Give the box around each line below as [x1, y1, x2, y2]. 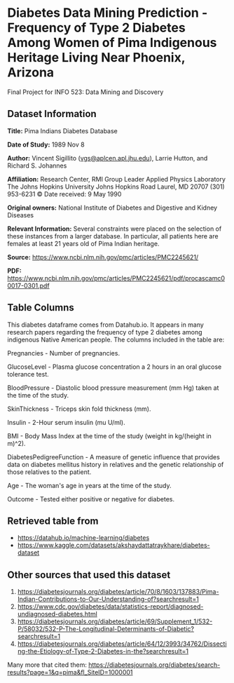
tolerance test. [7, 370, 49, 378]
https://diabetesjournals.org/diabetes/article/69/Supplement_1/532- [17, 617, 213, 625]
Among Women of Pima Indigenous [7, 35, 217, 50]
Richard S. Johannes [7, 161, 67, 170]
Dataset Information [7, 108, 97, 120]
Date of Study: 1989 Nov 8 [7, 140, 85, 149]
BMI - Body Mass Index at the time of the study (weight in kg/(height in [7, 431, 212, 440]
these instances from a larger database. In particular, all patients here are [7, 231, 219, 240]
